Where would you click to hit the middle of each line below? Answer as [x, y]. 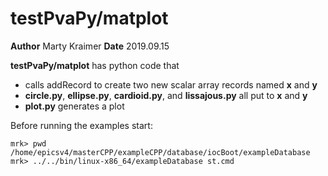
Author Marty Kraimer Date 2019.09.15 [90, 46]
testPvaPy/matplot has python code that [95, 65]
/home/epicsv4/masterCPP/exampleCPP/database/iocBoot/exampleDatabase [160, 152]
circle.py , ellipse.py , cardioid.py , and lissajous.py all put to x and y [166, 95]
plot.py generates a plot [74, 106]
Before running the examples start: [81, 125]
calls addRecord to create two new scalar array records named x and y [171, 84]
